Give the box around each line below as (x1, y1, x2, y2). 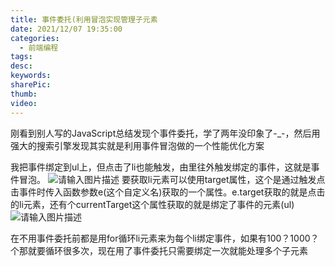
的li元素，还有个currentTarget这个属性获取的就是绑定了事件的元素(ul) (10, 198, 295, 210)
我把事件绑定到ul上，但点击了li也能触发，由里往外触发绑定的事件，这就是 (10, 161, 312, 173)
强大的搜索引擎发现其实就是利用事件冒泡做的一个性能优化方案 (10, 139, 265, 151)
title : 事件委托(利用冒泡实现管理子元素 (10, 14, 158, 25)
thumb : (10, 89, 38, 99)
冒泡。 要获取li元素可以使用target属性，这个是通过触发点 (18, 173, 326, 185)
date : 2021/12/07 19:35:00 (10, 24, 123, 34)
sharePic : (10, 80, 52, 90)
